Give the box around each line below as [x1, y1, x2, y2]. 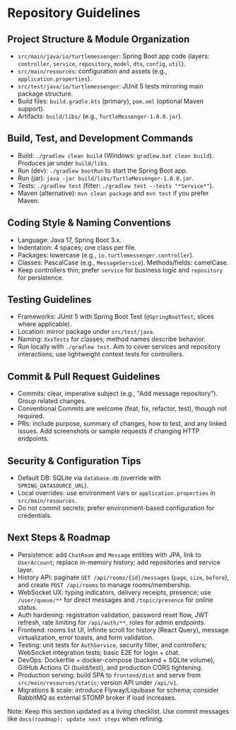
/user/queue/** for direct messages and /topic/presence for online [17, 596, 213, 604]
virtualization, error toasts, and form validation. [17, 633, 154, 642]
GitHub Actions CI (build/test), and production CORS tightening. [17, 663, 203, 671]
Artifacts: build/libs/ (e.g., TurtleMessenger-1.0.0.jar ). [17, 112, 183, 120]
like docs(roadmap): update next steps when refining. [7, 714, 164, 723]
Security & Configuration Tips [7, 455, 141, 467]
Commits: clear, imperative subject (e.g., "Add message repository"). [17, 389, 218, 398]
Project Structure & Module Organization [7, 33, 190, 45]
